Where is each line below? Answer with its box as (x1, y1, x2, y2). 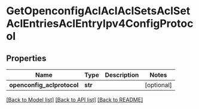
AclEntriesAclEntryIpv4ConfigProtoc (6, 17, 194, 30)
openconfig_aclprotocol (9, 81, 79, 89)
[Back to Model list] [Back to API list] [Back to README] (6, 96, 143, 103)
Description (105, 71, 139, 79)
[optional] (144, 81, 172, 89)
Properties (6, 53, 47, 63)
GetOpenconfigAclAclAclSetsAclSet (6, 4, 191, 18)
